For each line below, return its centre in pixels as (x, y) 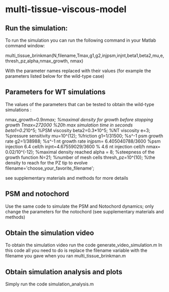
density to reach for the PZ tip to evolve (46, 163)
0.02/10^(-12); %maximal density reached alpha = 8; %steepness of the (80, 152)
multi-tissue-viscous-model (66, 9)
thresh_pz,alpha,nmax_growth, (37, 61)
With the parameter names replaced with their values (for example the (78, 71)
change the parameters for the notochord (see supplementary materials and (85, 211)
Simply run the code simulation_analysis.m (50, 284)
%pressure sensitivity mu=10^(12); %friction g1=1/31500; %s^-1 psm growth (84, 136)
